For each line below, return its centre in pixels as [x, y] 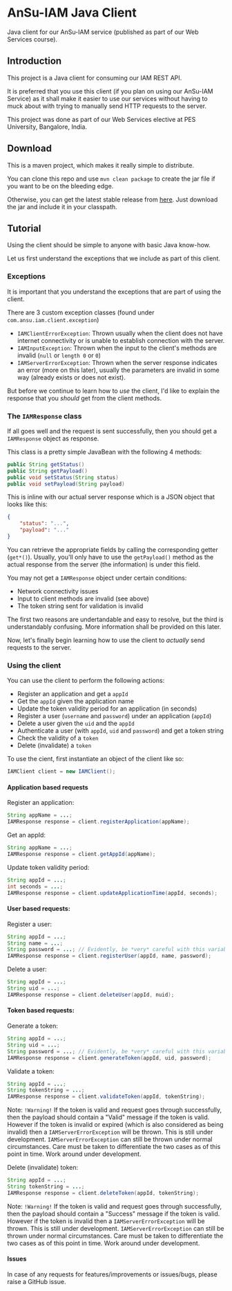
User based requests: [39, 909]
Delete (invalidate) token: [42, 1168]
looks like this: [28, 504]
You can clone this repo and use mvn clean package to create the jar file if [111, 179]
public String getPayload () [48, 471]
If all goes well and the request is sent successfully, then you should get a [112, 431]
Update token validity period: [48, 867]
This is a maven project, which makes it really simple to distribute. [101, 165]
